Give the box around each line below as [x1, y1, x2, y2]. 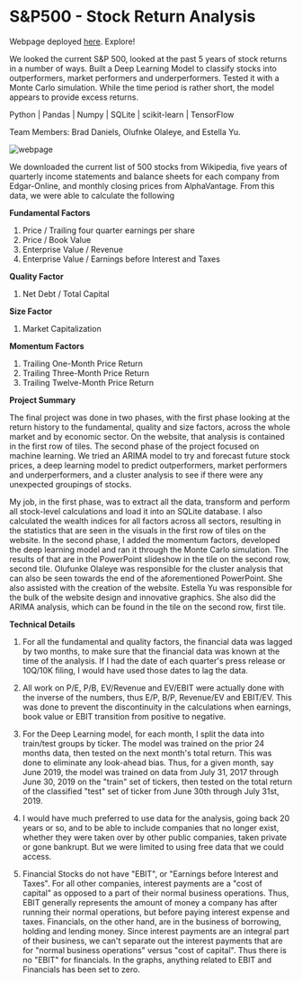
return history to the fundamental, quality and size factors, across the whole [9, 421, 290, 433]
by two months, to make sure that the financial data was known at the [22, 646, 280, 656]
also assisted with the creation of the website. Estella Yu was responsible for [9, 582, 293, 593]
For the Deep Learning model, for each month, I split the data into [22, 728, 265, 739]
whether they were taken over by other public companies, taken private [22, 832, 288, 843]
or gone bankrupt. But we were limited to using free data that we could [22, 841, 285, 852]
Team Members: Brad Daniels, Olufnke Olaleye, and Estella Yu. [9, 126, 241, 137]
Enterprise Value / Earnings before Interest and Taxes [22, 254, 220, 264]
